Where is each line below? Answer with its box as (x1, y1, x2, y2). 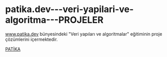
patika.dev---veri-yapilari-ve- (5, 4, 134, 15)
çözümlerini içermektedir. (5, 36, 58, 42)
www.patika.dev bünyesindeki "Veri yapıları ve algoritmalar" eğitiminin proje (5, 31, 162, 37)
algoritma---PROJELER (5, 14, 104, 26)
